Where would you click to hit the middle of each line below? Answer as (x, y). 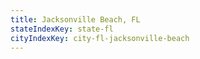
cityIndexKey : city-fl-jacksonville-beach (100, 38)
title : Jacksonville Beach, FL (75, 19)
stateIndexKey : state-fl (62, 29)
